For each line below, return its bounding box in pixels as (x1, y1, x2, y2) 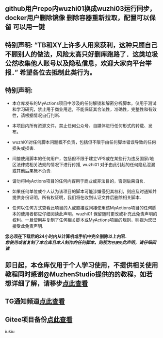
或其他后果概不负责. (12, 167, 52, 174)
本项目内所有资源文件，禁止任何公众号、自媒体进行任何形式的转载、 (12, 123, 148, 128)
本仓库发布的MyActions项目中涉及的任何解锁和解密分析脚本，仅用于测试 (12, 100, 157, 106)
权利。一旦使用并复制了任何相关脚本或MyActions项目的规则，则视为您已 (12, 217, 157, 223)
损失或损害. (12, 145, 35, 151)
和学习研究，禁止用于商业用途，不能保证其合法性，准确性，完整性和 (12, 106, 148, 112)
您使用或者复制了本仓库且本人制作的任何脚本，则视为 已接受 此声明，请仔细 (5, 239, 152, 245)
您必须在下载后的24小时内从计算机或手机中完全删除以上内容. (5, 233, 127, 239)
